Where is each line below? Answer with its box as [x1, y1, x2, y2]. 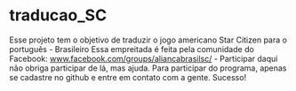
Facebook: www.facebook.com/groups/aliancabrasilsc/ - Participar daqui [9, 53, 278, 64]
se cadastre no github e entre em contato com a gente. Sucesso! [9, 72, 247, 82]
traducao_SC [9, 5, 108, 26]
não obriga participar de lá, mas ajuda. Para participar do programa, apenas [9, 63, 287, 73]
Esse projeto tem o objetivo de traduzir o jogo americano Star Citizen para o [9, 34, 287, 45]
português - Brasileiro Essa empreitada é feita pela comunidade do [9, 43, 255, 54]
